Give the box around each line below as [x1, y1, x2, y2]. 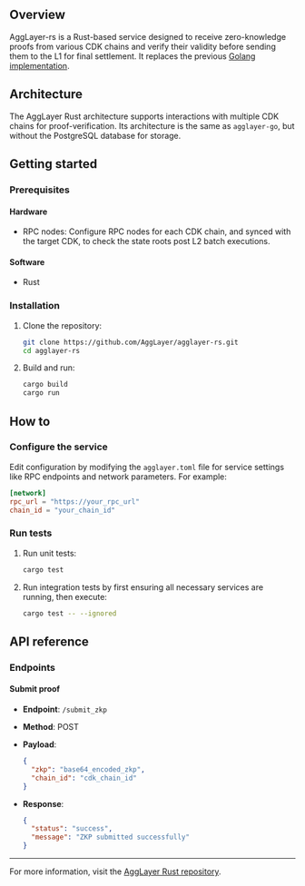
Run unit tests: [22, 547, 77, 558]
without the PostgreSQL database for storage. [9, 130, 182, 141]
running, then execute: [22, 591, 107, 602]
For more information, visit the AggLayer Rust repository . [9, 866, 221, 877]
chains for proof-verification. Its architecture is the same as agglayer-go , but [9, 120, 295, 131]
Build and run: [22, 362, 75, 373]
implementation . [9, 60, 70, 71]
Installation [9, 300, 61, 312]
